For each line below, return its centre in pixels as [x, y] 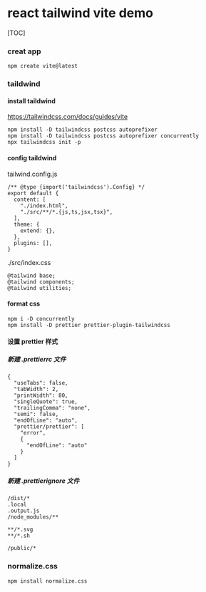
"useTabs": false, [41, 383]
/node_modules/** [33, 517]
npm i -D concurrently [41, 318]
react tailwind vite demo [80, 13]
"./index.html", [45, 206]
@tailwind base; [31, 276]
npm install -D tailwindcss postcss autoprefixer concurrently [103, 136]
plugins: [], [33, 243]
